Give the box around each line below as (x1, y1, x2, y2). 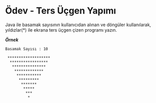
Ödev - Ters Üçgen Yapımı (5, 5, 116, 17)
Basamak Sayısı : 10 (5, 46, 49, 51)
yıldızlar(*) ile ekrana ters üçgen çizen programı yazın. (5, 27, 117, 33)
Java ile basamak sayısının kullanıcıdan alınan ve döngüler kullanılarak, (5, 22, 151, 28)
